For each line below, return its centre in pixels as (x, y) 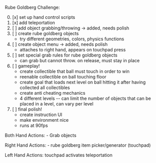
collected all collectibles (45, 88)
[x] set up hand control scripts (44, 17)
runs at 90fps (34, 125)
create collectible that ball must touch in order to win (74, 71)
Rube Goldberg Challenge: (32, 7)
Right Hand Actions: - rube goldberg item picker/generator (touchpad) (78, 145)
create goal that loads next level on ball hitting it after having (83, 82)
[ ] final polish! (27, 109)
